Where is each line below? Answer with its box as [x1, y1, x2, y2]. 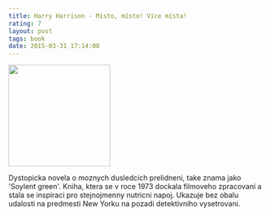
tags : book [8, 34, 46, 43]
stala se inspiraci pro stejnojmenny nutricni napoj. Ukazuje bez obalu [8, 190, 239, 200]
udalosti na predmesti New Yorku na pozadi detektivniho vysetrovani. [8, 199, 241, 209]
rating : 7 [8, 19, 42, 28]
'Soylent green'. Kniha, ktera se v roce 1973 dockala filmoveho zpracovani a [8, 182, 262, 192]
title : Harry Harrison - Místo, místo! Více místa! [8, 11, 187, 20]
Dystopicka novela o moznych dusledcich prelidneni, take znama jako [8, 173, 242, 183]
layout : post [8, 27, 53, 35]
